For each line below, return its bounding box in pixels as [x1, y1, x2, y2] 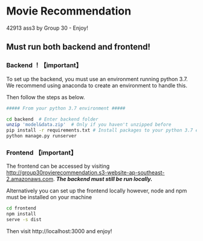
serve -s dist [6, 217, 42, 223]
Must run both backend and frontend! [6, 42, 151, 52]
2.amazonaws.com [6, 176, 54, 183]
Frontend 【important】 [6, 148, 77, 157]
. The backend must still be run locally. [53, 176, 153, 183]
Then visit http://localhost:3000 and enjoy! [6, 227, 112, 234]
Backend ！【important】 [6, 61, 83, 70]
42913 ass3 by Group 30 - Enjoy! [6, 24, 89, 31]
